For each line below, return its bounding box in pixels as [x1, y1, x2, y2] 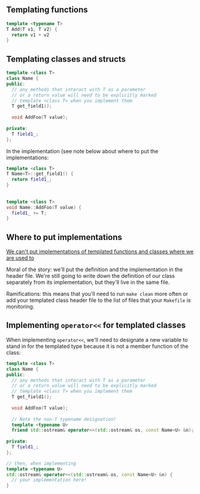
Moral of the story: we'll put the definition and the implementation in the [6, 266, 183, 273]
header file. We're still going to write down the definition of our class [6, 272, 175, 280]
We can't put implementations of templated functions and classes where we [6, 248, 194, 255]
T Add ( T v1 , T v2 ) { [6, 26, 58, 32]
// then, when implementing [6, 460, 77, 466]
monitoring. [6, 303, 35, 310]
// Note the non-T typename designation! [11, 416, 117, 422]
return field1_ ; [11, 177, 52, 183]
